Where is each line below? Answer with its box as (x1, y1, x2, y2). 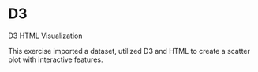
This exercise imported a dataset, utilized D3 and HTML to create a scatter (8, 46, 251, 55)
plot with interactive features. (8, 55, 103, 64)
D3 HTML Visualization (8, 31, 83, 40)
